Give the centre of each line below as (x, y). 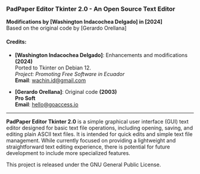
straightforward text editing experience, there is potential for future (88, 147)
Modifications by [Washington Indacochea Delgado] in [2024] (84, 22)
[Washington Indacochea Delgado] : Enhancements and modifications (101, 55)
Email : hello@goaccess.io (46, 104)
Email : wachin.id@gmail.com (50, 80)
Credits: (16, 42)
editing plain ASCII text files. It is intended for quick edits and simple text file (99, 134)
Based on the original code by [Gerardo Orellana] (66, 28)
